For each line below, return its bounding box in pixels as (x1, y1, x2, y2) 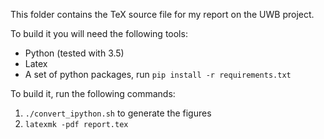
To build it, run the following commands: (10, 88, 176, 99)
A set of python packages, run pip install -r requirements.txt (24, 69, 292, 80)
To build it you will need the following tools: (10, 28, 188, 39)
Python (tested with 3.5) (24, 47, 125, 59)
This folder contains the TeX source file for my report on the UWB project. (10, 9, 315, 20)
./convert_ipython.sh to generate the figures (24, 107, 212, 119)
